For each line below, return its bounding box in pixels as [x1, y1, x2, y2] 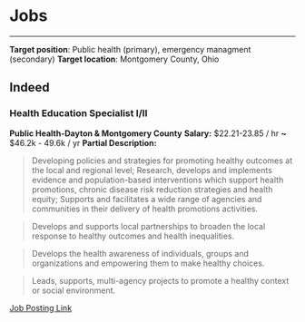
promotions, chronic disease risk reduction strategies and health [31, 183, 273, 195]
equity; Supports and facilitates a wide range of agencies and [31, 193, 262, 204]
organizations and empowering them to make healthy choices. [31, 258, 265, 268]
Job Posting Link [9, 302, 73, 313]
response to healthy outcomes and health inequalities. [31, 230, 234, 241]
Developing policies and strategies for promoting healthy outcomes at [31, 155, 293, 166]
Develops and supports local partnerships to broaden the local [31, 220, 266, 231]
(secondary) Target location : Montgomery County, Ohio [9, 54, 220, 64]
